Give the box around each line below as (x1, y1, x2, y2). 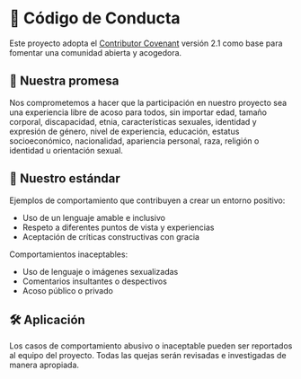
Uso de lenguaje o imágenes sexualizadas (22, 266, 179, 277)
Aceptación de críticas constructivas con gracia (22, 231, 200, 242)
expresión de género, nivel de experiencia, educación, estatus (9, 126, 240, 137)
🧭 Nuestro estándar (9, 171, 120, 187)
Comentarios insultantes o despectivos (22, 276, 168, 286)
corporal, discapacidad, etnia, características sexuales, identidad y (9, 116, 258, 127)
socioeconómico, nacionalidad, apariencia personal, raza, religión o (9, 135, 260, 146)
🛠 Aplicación (9, 312, 85, 327)
